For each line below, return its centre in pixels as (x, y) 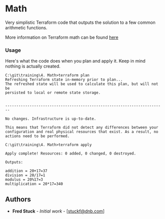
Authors (18, 199)
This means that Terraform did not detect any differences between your (82, 128)
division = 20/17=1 (25, 175)
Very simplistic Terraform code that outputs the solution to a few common (81, 22)
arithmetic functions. (26, 27)
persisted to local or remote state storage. (53, 93)
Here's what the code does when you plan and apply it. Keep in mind (75, 61)
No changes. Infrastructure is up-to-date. (51, 119)
